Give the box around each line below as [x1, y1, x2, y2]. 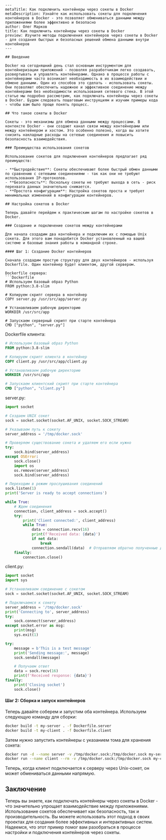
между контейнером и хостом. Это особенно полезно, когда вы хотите [5, 128, 149, 133]
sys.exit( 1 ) [14, 632, 39, 637]
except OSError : [5, 454, 39, 459]
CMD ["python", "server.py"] [5, 323, 65, 328]
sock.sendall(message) [14, 655, 61, 660]
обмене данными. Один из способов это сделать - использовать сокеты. [5, 81, 154, 85]
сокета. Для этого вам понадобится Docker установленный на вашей [5, 236, 145, 241]
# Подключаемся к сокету [5, 600, 56, 605]
